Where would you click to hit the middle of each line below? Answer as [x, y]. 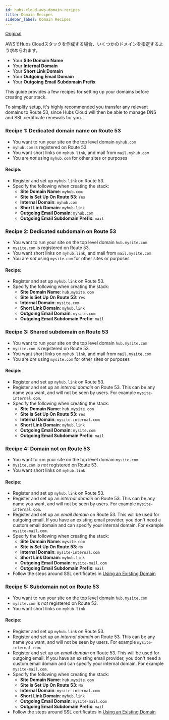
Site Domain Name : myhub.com [51, 191]
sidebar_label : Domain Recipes [38, 19]
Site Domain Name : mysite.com [52, 542]
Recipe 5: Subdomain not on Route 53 [52, 587]
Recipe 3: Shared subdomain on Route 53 [57, 332]
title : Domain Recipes [29, 15]
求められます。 [25, 51]
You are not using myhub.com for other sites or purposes [70, 158]
